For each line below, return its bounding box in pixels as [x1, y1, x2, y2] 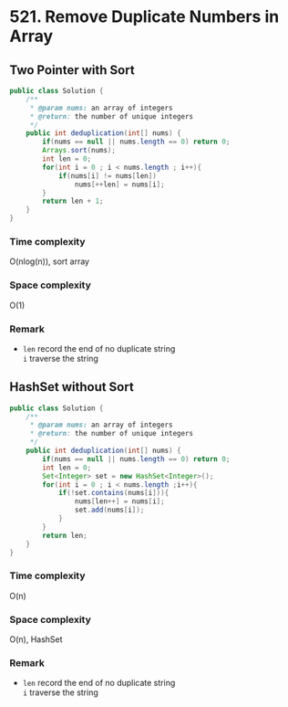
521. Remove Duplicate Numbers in [9, 6, 280, 27]
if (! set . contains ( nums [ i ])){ [57, 489, 170, 498]
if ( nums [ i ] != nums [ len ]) [57, 171, 157, 180]
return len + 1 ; [42, 196, 104, 206]
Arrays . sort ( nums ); [42, 146, 117, 155]
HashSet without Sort [9, 379, 134, 395]
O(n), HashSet [9, 634, 63, 645]
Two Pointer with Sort [9, 62, 135, 78]
